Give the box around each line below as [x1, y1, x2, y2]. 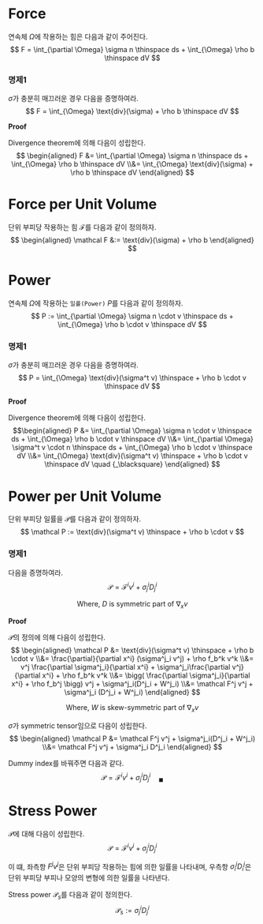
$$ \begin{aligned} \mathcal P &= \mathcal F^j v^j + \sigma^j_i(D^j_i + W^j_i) [9, 734, 256, 743]
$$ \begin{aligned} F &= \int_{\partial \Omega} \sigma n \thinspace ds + [16, 151, 249, 160]
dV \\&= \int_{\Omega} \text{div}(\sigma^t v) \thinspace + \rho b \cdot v [17, 451, 248, 460]
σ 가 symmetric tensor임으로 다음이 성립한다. [8, 720, 147, 731]
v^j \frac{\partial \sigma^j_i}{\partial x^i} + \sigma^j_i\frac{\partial [20, 662, 231, 671]
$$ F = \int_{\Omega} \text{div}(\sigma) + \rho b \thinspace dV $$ [25, 107, 239, 116]
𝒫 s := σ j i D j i [115, 903, 150, 917]
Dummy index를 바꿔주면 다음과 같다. [8, 758, 124, 768]
